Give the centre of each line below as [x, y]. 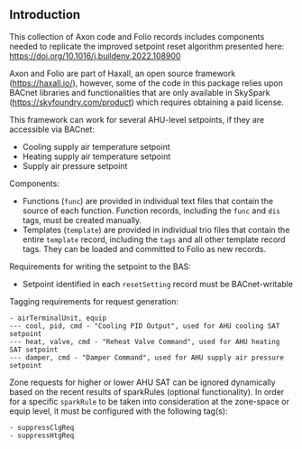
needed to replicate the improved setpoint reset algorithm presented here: [147, 46]
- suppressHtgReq [42, 435]
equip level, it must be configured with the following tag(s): [119, 411]
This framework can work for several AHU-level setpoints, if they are [137, 119]
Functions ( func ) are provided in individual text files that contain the [147, 201]
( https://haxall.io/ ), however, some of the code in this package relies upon [146, 83]
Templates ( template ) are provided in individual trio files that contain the [156, 229]
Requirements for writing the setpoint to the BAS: [101, 267]
